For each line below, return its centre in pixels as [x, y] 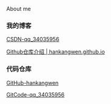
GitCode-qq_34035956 [36, 94]
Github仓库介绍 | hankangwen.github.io [56, 52]
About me [19, 9]
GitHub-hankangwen [33, 83]
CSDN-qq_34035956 [33, 40]
